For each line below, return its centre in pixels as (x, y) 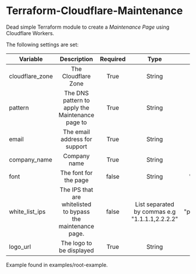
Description (76, 59)
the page (76, 180)
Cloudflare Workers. (30, 33)
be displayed (76, 250)
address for (76, 139)
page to (77, 122)
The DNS (76, 93)
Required (113, 59)
